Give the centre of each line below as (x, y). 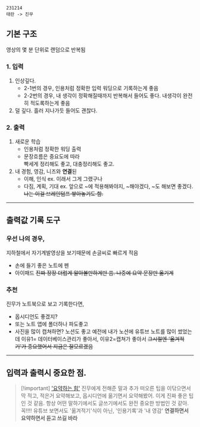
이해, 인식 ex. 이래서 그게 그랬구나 (63, 179)
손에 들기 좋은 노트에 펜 (42, 266)
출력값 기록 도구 (33, 220)
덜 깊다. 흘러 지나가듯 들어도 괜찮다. (56, 110)
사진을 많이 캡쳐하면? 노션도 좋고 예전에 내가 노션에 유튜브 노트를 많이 (96, 331)
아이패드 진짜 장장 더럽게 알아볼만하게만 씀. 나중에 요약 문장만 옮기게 (94, 273)
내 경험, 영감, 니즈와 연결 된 (46, 171)
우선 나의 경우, (26, 238)
